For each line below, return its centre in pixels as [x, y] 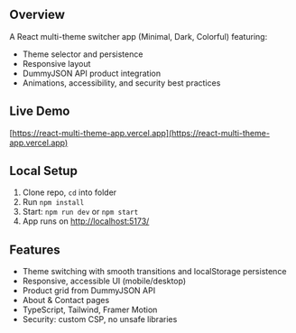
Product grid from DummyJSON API [89, 291]
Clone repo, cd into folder [69, 192]
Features [35, 250]
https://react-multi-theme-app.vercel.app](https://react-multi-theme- [141, 133]
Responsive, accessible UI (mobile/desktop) [104, 281]
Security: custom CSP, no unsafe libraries [100, 319]
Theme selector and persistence [83, 54]
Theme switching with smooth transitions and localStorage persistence [154, 272]
